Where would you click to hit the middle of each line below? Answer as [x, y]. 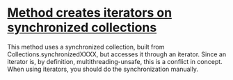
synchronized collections [82, 27]
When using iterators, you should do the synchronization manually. [103, 69]
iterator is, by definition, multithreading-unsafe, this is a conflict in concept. [115, 61]
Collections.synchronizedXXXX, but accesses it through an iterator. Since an [117, 54]
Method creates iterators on [90, 13]
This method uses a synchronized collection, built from [86, 47]
